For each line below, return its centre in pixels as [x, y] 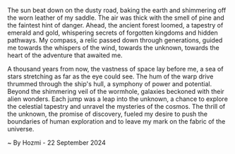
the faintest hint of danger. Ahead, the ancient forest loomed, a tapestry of [115, 25]
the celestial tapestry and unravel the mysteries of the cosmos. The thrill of [116, 106]
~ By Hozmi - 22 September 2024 [56, 143]
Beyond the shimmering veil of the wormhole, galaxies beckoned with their [116, 91]
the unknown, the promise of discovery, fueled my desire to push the [108, 114]
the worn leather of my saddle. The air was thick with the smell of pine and [116, 18]
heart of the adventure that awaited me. [65, 55]
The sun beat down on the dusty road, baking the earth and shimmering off [117, 10]
